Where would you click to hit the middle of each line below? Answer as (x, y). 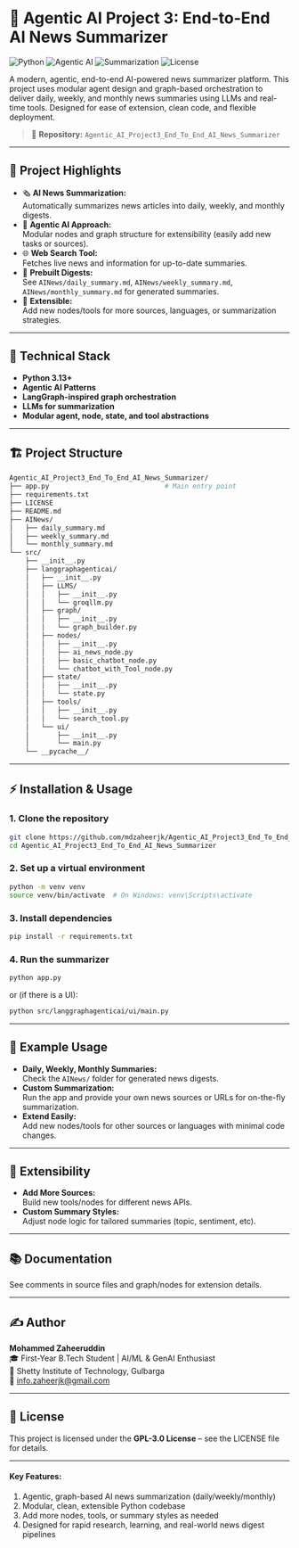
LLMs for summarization (68, 406)
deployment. (32, 117)
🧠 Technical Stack (60, 356)
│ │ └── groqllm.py (69, 602)
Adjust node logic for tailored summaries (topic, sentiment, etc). (139, 1222)
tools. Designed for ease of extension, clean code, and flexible (141, 107)
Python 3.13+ (47, 377)
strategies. (42, 319)
